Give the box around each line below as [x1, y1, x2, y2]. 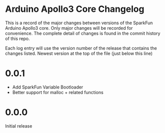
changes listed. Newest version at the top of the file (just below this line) [5, 50, 153, 56]
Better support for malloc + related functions [12, 89, 104, 95]
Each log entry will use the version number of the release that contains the [5, 45, 157, 51]
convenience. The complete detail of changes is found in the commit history [5, 30, 161, 36]
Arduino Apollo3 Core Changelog [5, 3, 145, 15]
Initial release [5, 123, 32, 129]
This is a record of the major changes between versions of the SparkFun [5, 20, 153, 26]
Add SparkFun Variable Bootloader [12, 84, 83, 90]
